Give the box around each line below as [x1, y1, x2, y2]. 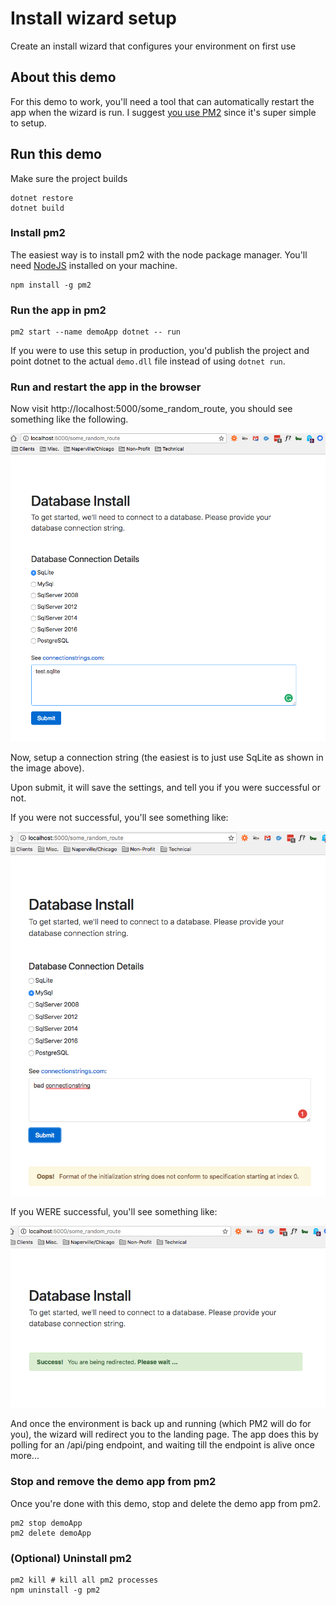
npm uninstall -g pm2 [10, 1585, 101, 1596]
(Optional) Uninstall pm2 [10, 1551, 132, 1565]
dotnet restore [10, 193, 74, 203]
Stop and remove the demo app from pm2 [10, 1475, 217, 1489]
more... [10, 1450, 40, 1462]
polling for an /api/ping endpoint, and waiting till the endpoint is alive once [10, 1439, 316, 1451]
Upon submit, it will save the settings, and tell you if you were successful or [10, 781, 321, 793]
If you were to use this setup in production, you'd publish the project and [10, 345, 310, 357]
